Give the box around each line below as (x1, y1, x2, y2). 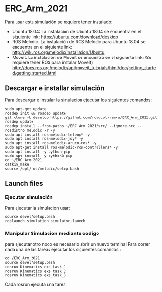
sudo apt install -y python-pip (5, 149, 70, 154)
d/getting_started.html (12, 70, 57, 76)
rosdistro (5, 128, 25, 133)
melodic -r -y (26, 128, 55, 133)
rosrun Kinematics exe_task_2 (5, 269, 66, 273)
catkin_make (5, 162, 29, 167)
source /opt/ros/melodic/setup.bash (5, 166, 79, 171)
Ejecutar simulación (5, 194, 53, 201)
